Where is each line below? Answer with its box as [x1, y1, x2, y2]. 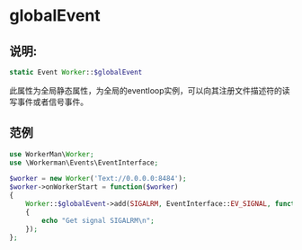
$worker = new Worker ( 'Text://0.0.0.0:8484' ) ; [9, 174, 187, 183]
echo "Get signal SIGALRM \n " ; [41, 216, 155, 225]
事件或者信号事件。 [16, 96, 88, 107]
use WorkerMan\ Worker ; [9, 149, 94, 158]
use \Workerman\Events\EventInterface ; [9, 158, 159, 167]
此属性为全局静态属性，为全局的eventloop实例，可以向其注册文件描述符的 [9, 85, 283, 95]
